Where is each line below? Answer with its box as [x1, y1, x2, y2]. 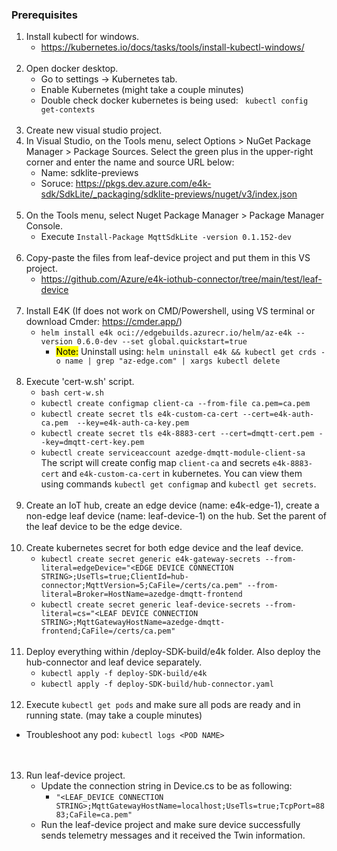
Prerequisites [11, 8, 78, 22]
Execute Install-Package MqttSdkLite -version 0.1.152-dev [40, 231, 292, 243]
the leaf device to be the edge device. [25, 521, 183, 533]
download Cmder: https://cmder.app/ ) [25, 316, 183, 328]
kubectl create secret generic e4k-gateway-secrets [40, 554, 261, 565]
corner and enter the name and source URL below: [25, 156, 235, 168]
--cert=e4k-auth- [242, 409, 315, 420]
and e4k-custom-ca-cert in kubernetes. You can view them [61, 468, 303, 480]
